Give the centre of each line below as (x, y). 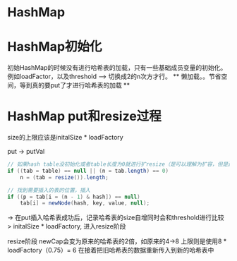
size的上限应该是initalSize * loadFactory (65, 138)
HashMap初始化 (55, 47)
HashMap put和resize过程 (85, 116)
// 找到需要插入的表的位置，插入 (49, 190)
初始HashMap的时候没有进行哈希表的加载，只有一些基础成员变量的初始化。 (117, 68)
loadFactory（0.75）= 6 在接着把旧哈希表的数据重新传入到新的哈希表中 (111, 250)
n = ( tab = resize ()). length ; (65, 177)
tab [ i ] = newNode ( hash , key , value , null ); (85, 203)
